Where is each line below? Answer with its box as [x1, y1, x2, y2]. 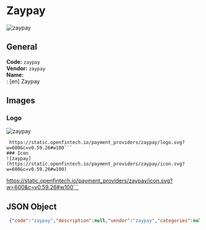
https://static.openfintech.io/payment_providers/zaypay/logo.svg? [9, 139, 185, 146]
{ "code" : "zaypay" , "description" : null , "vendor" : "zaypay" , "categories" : [9, 218, 193, 224]
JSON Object [6, 201, 57, 212]
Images [6, 96, 36, 106]
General [6, 42, 38, 52]
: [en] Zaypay [6, 77, 40, 85]
